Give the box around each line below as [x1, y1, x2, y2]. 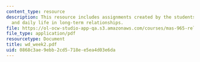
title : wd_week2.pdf [6, 42, 58, 48]
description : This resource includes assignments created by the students [6, 14, 196, 20]
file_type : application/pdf [6, 31, 76, 37]
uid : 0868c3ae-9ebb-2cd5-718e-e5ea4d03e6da [6, 47, 116, 53]
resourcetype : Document [6, 36, 65, 42]
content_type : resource [6, 8, 65, 15]
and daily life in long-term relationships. [11, 19, 124, 25]
